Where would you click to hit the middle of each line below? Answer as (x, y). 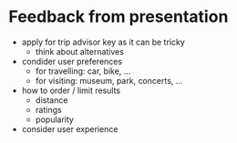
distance (52, 100)
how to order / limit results (71, 90)
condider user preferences (72, 61)
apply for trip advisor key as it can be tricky (103, 42)
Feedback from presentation (118, 17)
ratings (48, 109)
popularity (55, 119)
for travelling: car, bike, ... (83, 71)
